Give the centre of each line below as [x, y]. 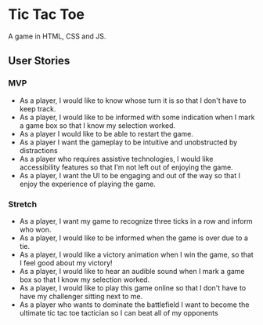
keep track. [38, 108]
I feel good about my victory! [66, 263]
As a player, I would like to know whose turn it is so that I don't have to [133, 100]
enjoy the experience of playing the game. [88, 184]
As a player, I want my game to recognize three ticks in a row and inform [136, 221]
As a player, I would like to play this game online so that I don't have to [133, 287]
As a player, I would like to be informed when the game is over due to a [134, 238]
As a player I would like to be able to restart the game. [106, 133]
